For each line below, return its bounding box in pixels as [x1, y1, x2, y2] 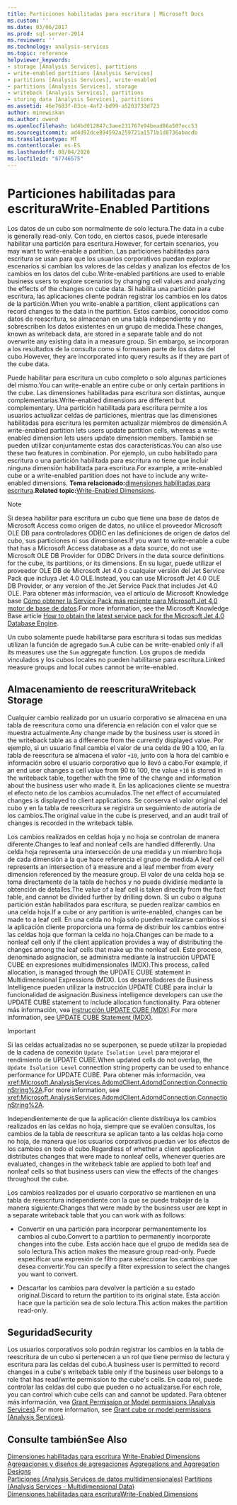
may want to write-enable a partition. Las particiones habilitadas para [7, 246, 210, 255]
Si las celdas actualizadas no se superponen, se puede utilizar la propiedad [7, 1040, 227, 1049]
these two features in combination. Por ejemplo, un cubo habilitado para [7, 448, 218, 457]
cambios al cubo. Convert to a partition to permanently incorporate [17, 1232, 211, 1240]
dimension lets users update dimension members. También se [32, 433, 214, 442]
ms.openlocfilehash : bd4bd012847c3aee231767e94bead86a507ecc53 [7, 122, 198, 130]
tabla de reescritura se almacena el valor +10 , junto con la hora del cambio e [7, 751, 229, 759]
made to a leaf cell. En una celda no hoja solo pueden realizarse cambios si [7, 915, 226, 924]
